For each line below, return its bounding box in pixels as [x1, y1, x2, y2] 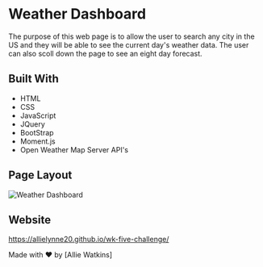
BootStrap [19, 127, 54, 137]
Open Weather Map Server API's [19, 144, 129, 154]
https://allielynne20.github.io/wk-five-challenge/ [8, 235, 169, 244]
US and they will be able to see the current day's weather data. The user [8, 40, 249, 49]
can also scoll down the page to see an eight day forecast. [8, 48, 203, 58]
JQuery [19, 119, 46, 129]
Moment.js [19, 136, 56, 146]
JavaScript [19, 111, 56, 120]
